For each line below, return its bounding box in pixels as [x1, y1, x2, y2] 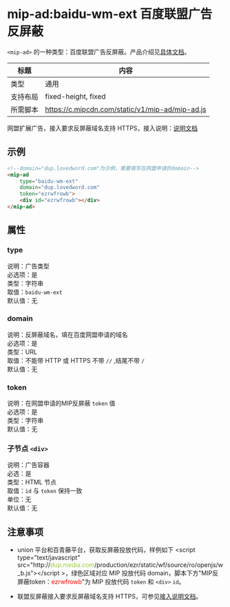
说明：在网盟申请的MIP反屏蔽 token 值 [7, 399, 116, 408]
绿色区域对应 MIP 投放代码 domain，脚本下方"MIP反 [71, 569, 219, 577]
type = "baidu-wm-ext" [19, 177, 79, 185]
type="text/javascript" [17, 553, 81, 562]
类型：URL [7, 348, 38, 356]
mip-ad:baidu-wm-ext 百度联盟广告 [7, 6, 213, 22]
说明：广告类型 [7, 261, 50, 270]
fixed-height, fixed [45, 91, 106, 101]
